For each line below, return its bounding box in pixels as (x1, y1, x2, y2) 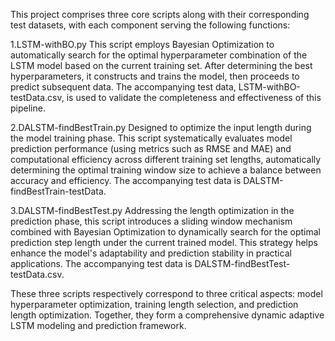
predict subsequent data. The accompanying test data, (10, 81, 237, 93)
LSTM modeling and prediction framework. (10, 320, 187, 331)
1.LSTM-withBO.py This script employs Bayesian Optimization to (10, 39, 275, 50)
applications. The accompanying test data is (10, 258, 193, 269)
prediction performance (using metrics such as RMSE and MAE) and (10, 143, 292, 154)
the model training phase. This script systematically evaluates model (10, 132, 293, 144)
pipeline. (10, 102, 46, 114)
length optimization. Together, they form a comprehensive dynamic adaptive (10, 309, 325, 321)
